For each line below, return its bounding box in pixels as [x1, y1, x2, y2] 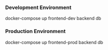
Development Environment [5, 4, 71, 11]
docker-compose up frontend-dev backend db [5, 15, 101, 21]
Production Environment [5, 28, 66, 35]
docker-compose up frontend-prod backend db [5, 39, 103, 45]
